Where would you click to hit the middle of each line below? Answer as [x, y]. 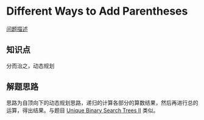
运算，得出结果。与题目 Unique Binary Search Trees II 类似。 [83, 110]
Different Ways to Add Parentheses [97, 11]
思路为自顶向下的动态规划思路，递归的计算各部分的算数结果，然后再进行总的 [102, 102]
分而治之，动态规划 [30, 66]
